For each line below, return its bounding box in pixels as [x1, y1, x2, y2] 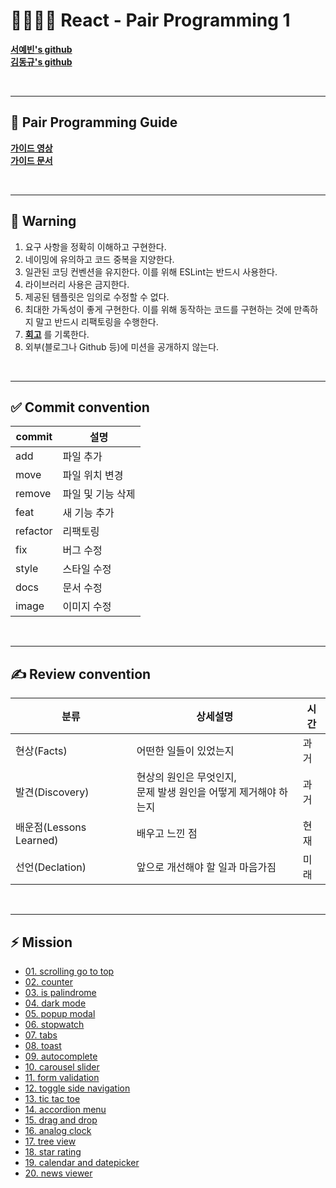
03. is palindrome [24, 987, 97, 998]
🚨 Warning [10, 213, 77, 230]
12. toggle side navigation [24, 1082, 131, 1094]
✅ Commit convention [10, 399, 150, 416]
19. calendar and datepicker [24, 1157, 140, 1168]
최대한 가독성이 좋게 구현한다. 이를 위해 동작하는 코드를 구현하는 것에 [24, 303, 292, 315]
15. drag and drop [24, 1114, 98, 1126]
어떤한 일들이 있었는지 [136, 744, 235, 758]
